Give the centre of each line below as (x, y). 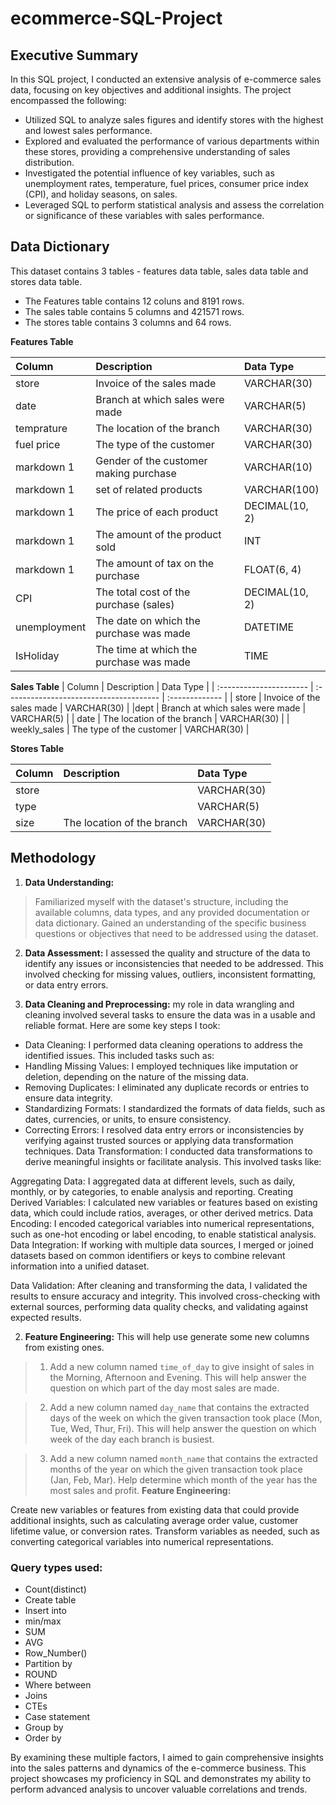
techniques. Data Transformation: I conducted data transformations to (168, 1151)
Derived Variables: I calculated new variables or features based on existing (164, 1202)
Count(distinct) (55, 1589)
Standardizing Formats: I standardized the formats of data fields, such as (175, 1108)
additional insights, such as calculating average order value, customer (154, 1520)
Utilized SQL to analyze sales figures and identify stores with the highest (174, 120)
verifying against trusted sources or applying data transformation (159, 1140)
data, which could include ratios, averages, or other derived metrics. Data (161, 1213)
